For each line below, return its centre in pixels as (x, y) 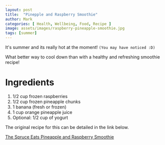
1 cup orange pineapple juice (42, 112)
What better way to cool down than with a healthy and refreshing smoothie (82, 57)
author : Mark (19, 19)
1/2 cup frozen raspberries (40, 96)
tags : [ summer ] (21, 33)
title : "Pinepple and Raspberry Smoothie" (52, 14)
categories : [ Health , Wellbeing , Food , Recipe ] (58, 24)
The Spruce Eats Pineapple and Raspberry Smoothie (60, 137)
